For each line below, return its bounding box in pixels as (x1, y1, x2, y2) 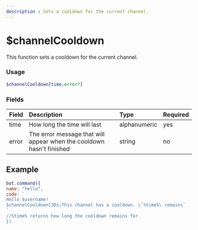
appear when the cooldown (28, 138, 105, 146)
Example (6, 165, 39, 175)
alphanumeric (119, 121, 158, 129)
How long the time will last (28, 121, 101, 129)
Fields (6, 95, 24, 104)
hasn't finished (28, 145, 70, 153)
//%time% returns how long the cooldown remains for (6, 213, 138, 219)
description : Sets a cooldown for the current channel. (6, 8, 149, 15)
